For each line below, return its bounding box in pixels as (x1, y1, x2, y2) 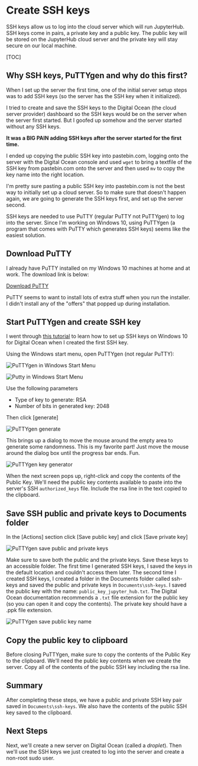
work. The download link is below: (6, 270, 90, 278)
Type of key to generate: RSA (14, 396, 87, 403)
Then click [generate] (6, 414, 59, 421)
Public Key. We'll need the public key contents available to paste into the (6, 479, 182, 486)
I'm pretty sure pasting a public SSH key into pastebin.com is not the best (6, 182, 185, 189)
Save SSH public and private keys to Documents (6, 508, 187, 518)
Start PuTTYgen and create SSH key (6, 317, 141, 327)
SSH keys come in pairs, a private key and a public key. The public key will (6, 29, 187, 36)
